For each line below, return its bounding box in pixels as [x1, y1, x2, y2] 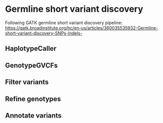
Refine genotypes [5, 94, 61, 103]
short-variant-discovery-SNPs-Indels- [5, 30, 83, 36]
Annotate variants [5, 111, 62, 120]
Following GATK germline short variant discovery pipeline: [5, 20, 123, 26]
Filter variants [5, 78, 49, 87]
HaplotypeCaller [5, 44, 57, 53]
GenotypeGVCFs [5, 61, 58, 69]
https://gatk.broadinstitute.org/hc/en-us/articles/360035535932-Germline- [5, 25, 159, 31]
